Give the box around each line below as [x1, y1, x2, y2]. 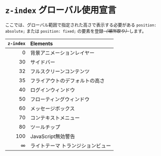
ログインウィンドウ [30, 86, 75, 93]
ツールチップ [30, 123, 60, 130]
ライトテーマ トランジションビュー [30, 142, 111, 149]
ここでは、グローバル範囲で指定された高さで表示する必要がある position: [5, 22, 157, 28]
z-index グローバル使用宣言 [5, 4, 116, 16]
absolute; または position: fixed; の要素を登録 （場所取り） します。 [5, 28, 147, 34]
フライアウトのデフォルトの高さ [30, 77, 105, 84]
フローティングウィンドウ [30, 96, 90, 103]
